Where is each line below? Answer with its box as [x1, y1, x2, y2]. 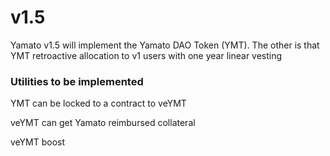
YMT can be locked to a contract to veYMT [10, 97, 187, 110]
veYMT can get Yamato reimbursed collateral [10, 117, 196, 129]
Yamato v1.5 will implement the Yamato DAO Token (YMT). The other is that [10, 39, 320, 51]
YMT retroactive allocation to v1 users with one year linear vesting [10, 49, 283, 61]
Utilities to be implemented [10, 74, 144, 88]
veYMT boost [10, 136, 66, 148]
